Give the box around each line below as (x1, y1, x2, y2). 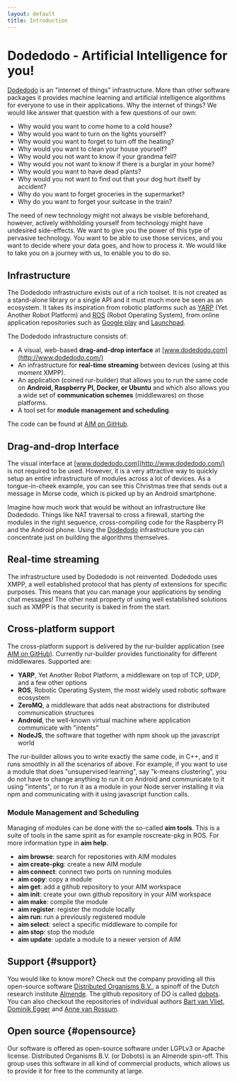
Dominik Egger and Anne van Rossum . (7, 1004, 119, 1013)
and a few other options (17, 678, 87, 687)
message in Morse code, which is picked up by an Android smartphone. (7, 490, 217, 498)
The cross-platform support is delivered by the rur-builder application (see (7, 642, 225, 650)
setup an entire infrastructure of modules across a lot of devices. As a (7, 474, 211, 483)
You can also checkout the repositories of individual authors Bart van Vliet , (7, 997, 225, 1005)
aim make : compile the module (17, 897, 108, 906)
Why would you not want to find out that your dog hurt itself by (17, 175, 201, 184)
